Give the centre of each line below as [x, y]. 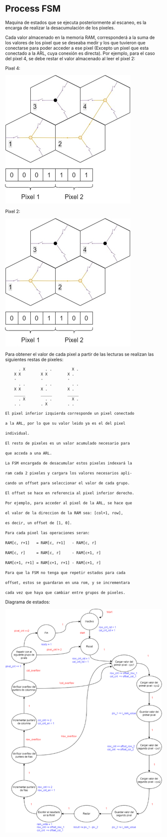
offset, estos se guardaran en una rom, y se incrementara [68, 583]
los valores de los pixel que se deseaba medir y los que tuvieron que [75, 42]
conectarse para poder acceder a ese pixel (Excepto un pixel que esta [77, 48]
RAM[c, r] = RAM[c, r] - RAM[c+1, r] [53, 553]
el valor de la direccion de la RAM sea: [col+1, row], [64, 513]
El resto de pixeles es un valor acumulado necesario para [68, 443]
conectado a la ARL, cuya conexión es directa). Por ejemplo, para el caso [80, 53]
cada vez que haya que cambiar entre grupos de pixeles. [65, 593]
